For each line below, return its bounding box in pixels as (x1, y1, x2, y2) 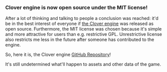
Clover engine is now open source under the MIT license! (5, 4, 148, 11)
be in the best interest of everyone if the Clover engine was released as (5, 20, 154, 26)
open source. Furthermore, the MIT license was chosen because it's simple (5, 26, 162, 32)
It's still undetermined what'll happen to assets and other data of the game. (5, 61, 161, 67)
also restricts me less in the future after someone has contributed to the (5, 36, 154, 42)
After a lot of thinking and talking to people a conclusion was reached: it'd (5, 15, 159, 21)
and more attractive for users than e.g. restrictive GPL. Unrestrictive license (5, 31, 162, 37)
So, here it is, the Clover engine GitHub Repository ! (5, 51, 111, 57)
